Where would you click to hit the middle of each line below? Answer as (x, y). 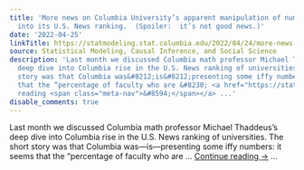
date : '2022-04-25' (46, 34)
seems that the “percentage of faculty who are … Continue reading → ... (143, 156)
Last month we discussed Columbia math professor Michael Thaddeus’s (144, 127)
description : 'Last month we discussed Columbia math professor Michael (149, 60)
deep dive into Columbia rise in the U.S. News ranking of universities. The (147, 137)
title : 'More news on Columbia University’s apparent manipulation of (145, 18)
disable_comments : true (54, 102)
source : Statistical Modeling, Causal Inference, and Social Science (143, 52)
